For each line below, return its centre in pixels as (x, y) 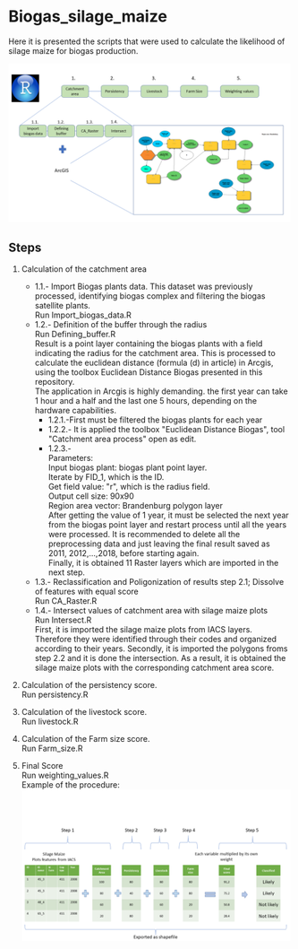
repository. (55, 382)
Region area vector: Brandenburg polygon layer (136, 506)
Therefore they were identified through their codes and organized (156, 640)
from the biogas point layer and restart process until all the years (167, 525)
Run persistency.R (55, 695)
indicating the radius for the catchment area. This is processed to (155, 353)
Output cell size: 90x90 (91, 496)
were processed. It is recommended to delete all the (144, 535)
